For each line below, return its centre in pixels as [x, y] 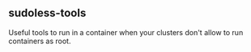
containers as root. [40, 41]
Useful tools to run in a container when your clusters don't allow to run [126, 32]
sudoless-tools [47, 13]
